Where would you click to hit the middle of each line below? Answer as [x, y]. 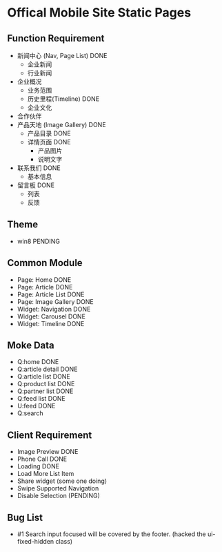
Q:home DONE [38, 362]
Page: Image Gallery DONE [55, 301]
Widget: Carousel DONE [51, 316]
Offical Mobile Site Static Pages [99, 13]
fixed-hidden [36, 542]
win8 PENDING [39, 241]
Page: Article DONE [45, 287]
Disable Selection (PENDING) [58, 496]
